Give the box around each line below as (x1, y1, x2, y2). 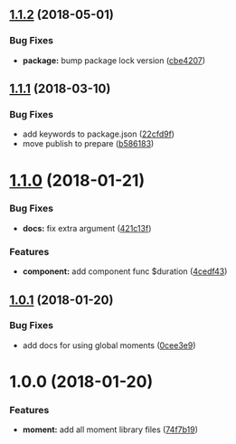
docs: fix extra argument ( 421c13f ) (22, 222, 152, 233)
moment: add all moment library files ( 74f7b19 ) (22, 424, 199, 435)
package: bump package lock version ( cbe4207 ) (22, 54, 206, 66)
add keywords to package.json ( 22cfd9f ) (22, 128, 175, 139)
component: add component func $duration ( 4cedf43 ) (22, 266, 228, 277)
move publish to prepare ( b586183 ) (22, 138, 155, 149)
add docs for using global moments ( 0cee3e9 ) (22, 339, 196, 351)
